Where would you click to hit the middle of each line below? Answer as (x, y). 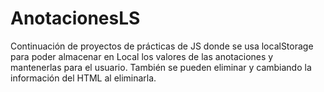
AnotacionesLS (75, 18)
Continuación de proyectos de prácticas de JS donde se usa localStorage (162, 46)
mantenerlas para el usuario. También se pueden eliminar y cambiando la (161, 67)
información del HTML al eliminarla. (83, 78)
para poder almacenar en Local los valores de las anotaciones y (142, 56)
